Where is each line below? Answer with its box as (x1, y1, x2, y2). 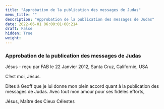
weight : (5, 36, 22, 41)
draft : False (5, 26, 33, 31)
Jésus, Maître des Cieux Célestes (5, 98, 75, 104)
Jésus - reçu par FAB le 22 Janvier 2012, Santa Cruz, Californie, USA (5, 64, 148, 70)
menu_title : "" (5, 12, 37, 17)
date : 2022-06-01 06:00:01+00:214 (5, 21, 78, 27)
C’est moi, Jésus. (5, 74, 41, 80)
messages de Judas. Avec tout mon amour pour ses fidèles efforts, (5, 89, 145, 95)
